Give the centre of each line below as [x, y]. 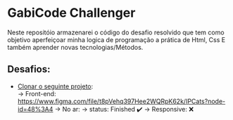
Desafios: [29, 69]
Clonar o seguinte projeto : [55, 86]
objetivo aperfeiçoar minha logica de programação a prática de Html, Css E [116, 39]
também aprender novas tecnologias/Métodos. [75, 47]
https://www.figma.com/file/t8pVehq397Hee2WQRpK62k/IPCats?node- [121, 101]
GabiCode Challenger [71, 13]
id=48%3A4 [35, 109]
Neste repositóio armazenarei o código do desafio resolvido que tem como [116, 32]
